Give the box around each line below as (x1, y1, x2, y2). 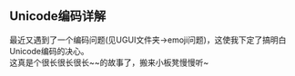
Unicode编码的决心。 (9, 45, 89, 56)
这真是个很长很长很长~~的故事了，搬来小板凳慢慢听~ (9, 57, 209, 68)
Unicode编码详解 (9, 8, 107, 24)
